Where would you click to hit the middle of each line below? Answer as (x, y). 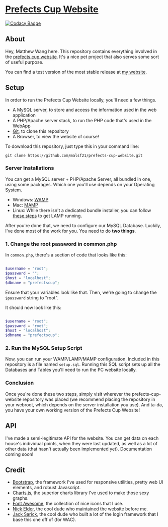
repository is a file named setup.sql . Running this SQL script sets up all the (83, 364)
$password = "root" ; (27, 326)
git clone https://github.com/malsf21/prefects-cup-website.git (74, 155)
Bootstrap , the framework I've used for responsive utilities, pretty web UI (88, 482)
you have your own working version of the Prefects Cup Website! (73, 410)
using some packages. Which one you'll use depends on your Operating (80, 184)
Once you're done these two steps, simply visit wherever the (68, 394)
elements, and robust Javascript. (47, 488)
